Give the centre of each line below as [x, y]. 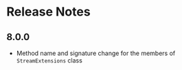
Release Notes [48, 12]
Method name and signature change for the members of [96, 53]
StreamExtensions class [49, 60]
